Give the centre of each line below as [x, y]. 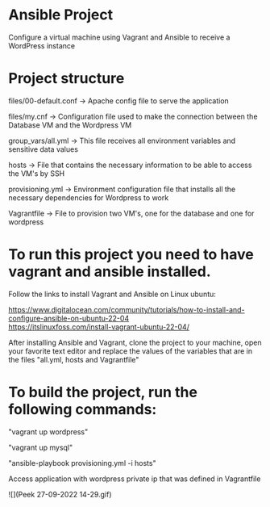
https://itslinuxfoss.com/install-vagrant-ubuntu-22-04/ [99, 327]
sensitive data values [44, 149]
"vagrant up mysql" [41, 447]
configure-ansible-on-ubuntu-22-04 [69, 318]
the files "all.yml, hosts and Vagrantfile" [74, 359]
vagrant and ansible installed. [110, 272]
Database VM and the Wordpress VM [70, 125]
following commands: [83, 409]
